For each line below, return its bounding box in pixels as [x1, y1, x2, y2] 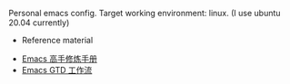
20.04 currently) [8, 17, 70, 28]
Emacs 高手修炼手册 [21, 53, 97, 64]
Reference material [21, 35, 94, 45]
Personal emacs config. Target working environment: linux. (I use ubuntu [8, 8, 281, 18]
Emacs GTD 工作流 [21, 65, 93, 75]
